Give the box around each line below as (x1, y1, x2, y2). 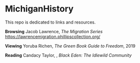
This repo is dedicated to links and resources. (5, 19, 96, 25)
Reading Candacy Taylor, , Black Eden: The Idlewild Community (5, 52, 132, 58)
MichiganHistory (5, 3, 74, 14)
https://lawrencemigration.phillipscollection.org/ (5, 34, 100, 39)
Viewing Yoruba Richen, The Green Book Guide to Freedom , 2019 (5, 43, 136, 49)
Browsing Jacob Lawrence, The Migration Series (5, 28, 103, 34)
